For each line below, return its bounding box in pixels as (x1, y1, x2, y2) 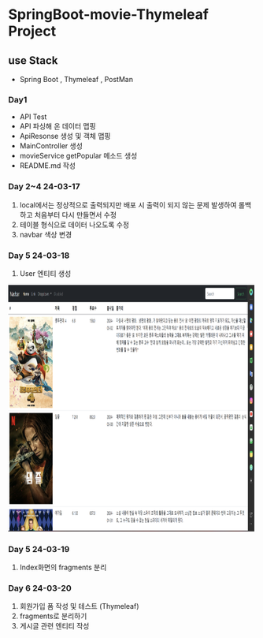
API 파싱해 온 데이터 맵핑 (19, 121, 96, 131)
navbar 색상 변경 (19, 229, 72, 239)
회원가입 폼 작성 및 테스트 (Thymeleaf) (19, 602, 139, 611)
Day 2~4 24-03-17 (8, 181, 80, 192)
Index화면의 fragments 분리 (19, 562, 107, 573)
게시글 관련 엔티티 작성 (19, 621, 90, 631)
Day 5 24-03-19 (8, 543, 70, 554)
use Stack (8, 54, 58, 67)
